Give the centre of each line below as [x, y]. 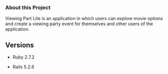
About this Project [28, 8]
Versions [20, 45]
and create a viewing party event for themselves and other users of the [79, 24]
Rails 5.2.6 [23, 67]
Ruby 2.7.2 [23, 57]
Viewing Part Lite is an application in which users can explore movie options [84, 19]
